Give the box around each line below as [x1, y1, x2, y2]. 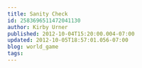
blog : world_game [7, 43, 59, 50]
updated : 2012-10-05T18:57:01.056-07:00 [7, 37, 129, 44]
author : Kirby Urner [7, 23, 69, 30]
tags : [7, 50, 23, 57]
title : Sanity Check [7, 10, 69, 18]
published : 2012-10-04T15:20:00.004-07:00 [7, 30, 135, 38]
